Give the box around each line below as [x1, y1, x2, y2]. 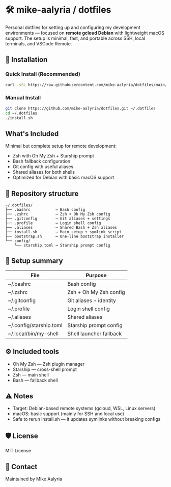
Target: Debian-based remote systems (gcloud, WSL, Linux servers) [12, 405, 156, 412]
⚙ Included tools [5, 347, 60, 356]
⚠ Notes [5, 392, 34, 400]
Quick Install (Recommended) [5, 71, 80, 78]
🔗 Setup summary [5, 257, 63, 265]
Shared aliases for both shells [12, 169, 75, 175]
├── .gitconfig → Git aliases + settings [5, 216, 110, 222]
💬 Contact [5, 462, 38, 471]
